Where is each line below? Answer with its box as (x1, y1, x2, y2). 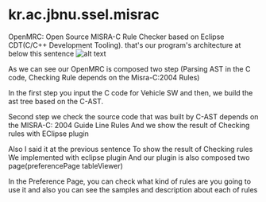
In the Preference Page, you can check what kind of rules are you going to (8, 177, 252, 186)
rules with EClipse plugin (8, 129, 90, 138)
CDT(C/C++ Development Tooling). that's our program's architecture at (8, 40, 241, 49)
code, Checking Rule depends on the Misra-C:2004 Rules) (8, 72, 200, 82)
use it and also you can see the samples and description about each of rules (8, 185, 258, 194)
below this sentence (8, 49, 75, 58)
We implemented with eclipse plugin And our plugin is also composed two (8, 153, 250, 162)
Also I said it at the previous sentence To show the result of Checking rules (8, 144, 253, 153)
